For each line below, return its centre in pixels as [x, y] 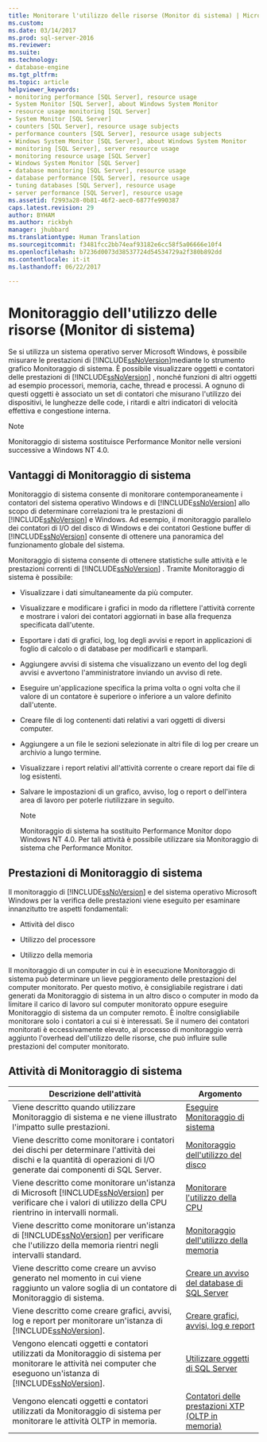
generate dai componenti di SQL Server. [87, 1169]
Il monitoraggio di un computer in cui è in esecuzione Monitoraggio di [122, 970]
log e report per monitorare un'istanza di [87, 1320]
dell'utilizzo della [217, 1240]
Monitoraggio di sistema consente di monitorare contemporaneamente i [126, 494]
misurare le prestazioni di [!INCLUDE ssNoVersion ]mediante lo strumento [127, 360]
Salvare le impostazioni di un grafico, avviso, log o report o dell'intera [133, 792]
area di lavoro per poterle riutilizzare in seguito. [97, 800]
